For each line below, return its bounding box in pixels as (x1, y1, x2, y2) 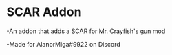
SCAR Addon (6, 4, 82, 20)
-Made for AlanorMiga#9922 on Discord (6, 40, 121, 48)
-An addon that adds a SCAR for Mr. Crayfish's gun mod (6, 27, 166, 35)
